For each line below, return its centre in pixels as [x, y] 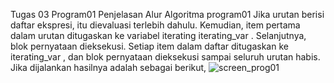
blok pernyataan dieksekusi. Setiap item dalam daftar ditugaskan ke [149, 46]
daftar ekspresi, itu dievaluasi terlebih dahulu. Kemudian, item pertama [155, 25]
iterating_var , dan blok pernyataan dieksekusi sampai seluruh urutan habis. [165, 57]
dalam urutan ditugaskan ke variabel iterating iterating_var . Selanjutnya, [158, 35]
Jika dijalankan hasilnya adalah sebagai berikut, [108, 67]
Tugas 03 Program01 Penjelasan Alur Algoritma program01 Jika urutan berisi [167, 14]
